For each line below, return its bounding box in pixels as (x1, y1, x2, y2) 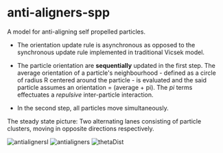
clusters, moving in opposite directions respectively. (7, 124, 154, 132)
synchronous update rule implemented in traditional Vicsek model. (16, 48, 204, 56)
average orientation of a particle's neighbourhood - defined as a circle (16, 69, 216, 77)
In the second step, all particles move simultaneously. (16, 104, 169, 112)
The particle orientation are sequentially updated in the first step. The (16, 61, 216, 69)
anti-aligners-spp (7, 5, 110, 21)
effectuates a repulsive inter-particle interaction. (16, 91, 154, 99)
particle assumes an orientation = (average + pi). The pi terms (16, 83, 193, 91)
